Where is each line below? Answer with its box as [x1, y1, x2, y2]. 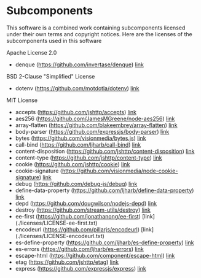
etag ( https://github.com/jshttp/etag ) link [15, 258, 119, 266]
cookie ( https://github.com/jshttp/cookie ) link [15, 160, 130, 168]
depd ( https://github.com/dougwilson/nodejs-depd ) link [15, 199, 157, 207]
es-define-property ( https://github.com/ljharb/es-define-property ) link [15, 239, 194, 246]
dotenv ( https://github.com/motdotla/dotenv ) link [15, 84, 140, 92]
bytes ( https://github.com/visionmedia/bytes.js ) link [15, 134, 146, 142]
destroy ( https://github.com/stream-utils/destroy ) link [15, 206, 151, 214]
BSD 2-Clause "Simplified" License [6, 72, 95, 80]
